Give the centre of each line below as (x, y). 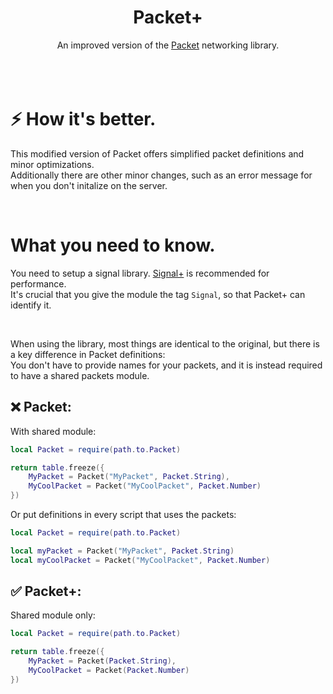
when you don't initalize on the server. (89, 185)
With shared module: (53, 431)
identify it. (31, 305)
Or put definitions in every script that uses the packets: (123, 514)
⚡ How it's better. (83, 119)
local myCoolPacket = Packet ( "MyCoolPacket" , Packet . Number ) (140, 560)
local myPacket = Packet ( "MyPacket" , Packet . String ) (122, 551)
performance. (38, 283)
